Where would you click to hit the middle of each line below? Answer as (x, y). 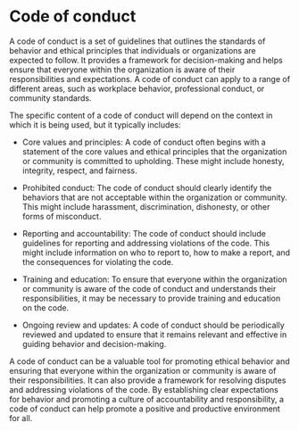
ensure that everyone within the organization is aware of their (122, 70)
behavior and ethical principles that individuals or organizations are (133, 50)
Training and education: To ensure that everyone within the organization (154, 279)
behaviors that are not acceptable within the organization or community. (154, 197)
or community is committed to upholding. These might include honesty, (153, 161)
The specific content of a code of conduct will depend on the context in (141, 115)
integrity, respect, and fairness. (79, 170)
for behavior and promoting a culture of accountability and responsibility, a (146, 399)
